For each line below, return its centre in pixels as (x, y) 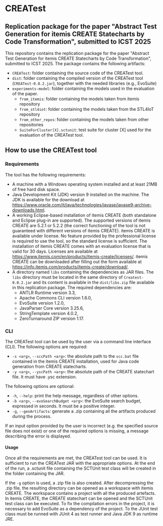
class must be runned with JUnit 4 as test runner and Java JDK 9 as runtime (81, 514)
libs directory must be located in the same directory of (67, 277)
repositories (31, 125)
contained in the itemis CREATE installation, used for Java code (76, 361)
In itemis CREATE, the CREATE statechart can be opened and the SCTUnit (79, 498)
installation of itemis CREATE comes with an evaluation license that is (81, 246)
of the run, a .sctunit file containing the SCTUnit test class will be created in (81, 468)
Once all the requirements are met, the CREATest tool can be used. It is (76, 458)
